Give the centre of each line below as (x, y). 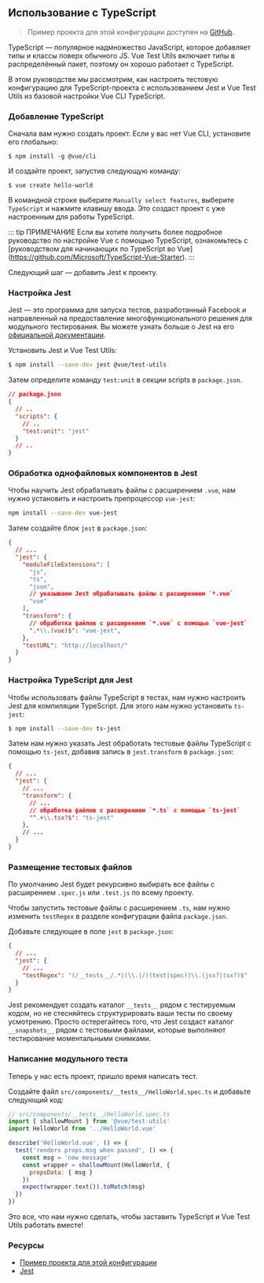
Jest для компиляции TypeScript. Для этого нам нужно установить (120, 705)
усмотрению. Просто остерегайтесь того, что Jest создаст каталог (121, 1022)
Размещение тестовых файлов (70, 867)
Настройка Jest (40, 293)
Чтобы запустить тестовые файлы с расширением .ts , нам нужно (119, 908)
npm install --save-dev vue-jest (63, 513)
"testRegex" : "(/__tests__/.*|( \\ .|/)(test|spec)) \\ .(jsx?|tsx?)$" (135, 975)
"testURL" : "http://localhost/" (75, 645)
